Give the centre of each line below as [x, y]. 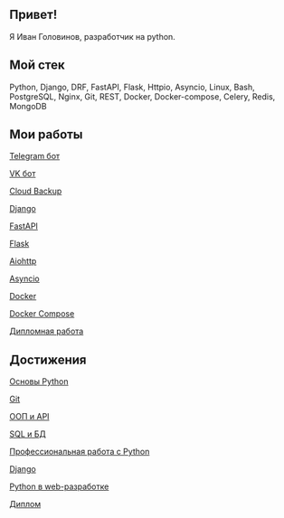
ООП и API [29, 417]
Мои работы [46, 135]
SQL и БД [28, 434]
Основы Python [39, 381]
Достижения [48, 359]
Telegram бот [35, 156]
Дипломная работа [47, 331]
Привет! [33, 15]
